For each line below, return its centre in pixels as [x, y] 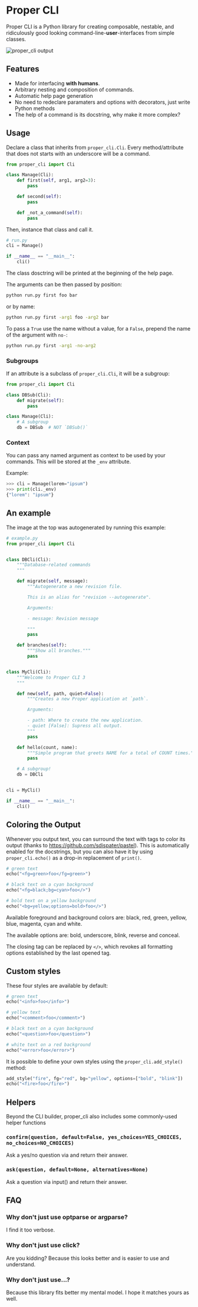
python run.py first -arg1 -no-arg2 [51, 345]
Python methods [34, 108]
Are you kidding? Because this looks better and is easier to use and [88, 1258]
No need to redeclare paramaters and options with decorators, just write [102, 102]
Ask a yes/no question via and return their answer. [67, 1155]
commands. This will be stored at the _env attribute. [69, 462]
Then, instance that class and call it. [50, 229]
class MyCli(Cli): [29, 672]
